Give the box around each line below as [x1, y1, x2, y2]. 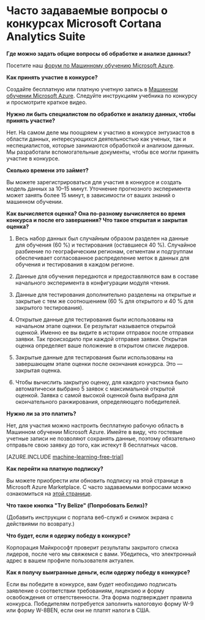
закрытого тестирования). [15, 304, 84, 311]
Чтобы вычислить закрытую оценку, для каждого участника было [15, 378, 188, 386]
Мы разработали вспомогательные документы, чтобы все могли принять [6, 148, 199, 155]
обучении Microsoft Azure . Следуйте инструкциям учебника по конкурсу [6, 92, 198, 99]
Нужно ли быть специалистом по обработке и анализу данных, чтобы [6, 110, 196, 118]
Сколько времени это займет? [6, 166, 89, 174]
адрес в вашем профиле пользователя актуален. [6, 556, 135, 564]
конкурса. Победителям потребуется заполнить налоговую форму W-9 [6, 600, 194, 607]
